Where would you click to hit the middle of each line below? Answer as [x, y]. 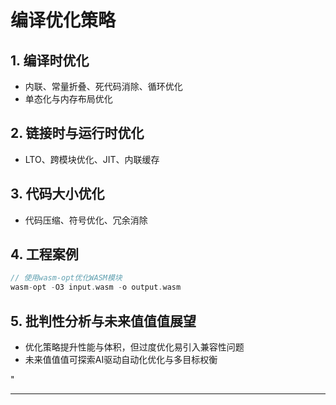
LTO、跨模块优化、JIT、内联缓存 [92, 159]
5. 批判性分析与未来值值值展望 [103, 321]
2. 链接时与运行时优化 [77, 133]
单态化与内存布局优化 [68, 99]
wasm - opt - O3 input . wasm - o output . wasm [96, 287]
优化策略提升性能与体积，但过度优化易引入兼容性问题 [134, 347]
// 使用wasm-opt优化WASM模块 [66, 278]
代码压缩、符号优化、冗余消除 [86, 220]
